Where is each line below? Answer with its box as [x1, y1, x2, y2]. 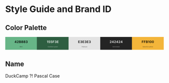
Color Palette [5, 23, 47, 32]
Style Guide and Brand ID [5, 3, 112, 15]
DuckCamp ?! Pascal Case [5, 73, 60, 79]
